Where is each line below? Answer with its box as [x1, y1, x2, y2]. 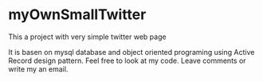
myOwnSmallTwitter [8, 6, 147, 24]
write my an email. [8, 64, 69, 73]
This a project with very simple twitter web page [8, 32, 167, 41]
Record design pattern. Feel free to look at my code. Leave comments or [8, 56, 246, 65]
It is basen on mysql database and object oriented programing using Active [8, 47, 255, 57]
